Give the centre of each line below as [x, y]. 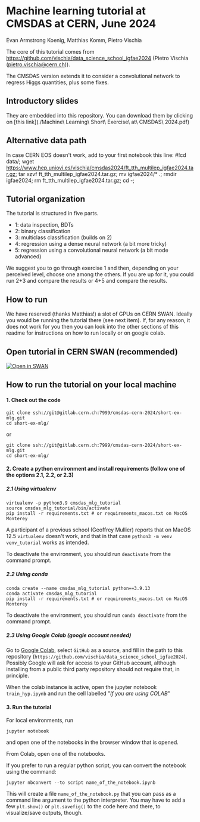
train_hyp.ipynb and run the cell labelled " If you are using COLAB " [88, 694]
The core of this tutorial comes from [50, 51]
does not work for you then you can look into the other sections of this [93, 327]
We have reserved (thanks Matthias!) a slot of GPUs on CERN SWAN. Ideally [99, 314]
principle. [18, 676]
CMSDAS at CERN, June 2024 [81, 24]
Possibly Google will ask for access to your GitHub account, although [91, 663]
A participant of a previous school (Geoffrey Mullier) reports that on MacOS [99, 530]
